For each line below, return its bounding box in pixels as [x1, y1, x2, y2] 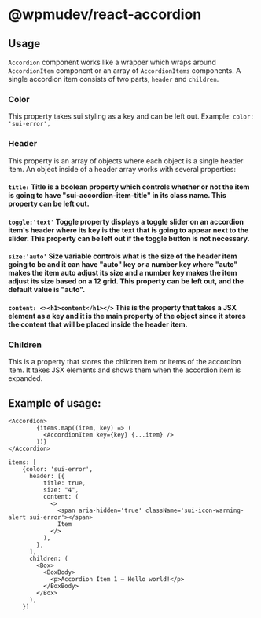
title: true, [42, 479, 86, 488]
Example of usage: [8, 397, 101, 410]
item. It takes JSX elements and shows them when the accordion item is [8, 365, 241, 375]
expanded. [8, 374, 43, 383]
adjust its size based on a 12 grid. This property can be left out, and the [8, 276, 244, 286]
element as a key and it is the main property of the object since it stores [8, 311, 246, 320]
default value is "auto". [8, 285, 86, 294]
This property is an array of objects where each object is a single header [8, 155, 244, 166]
